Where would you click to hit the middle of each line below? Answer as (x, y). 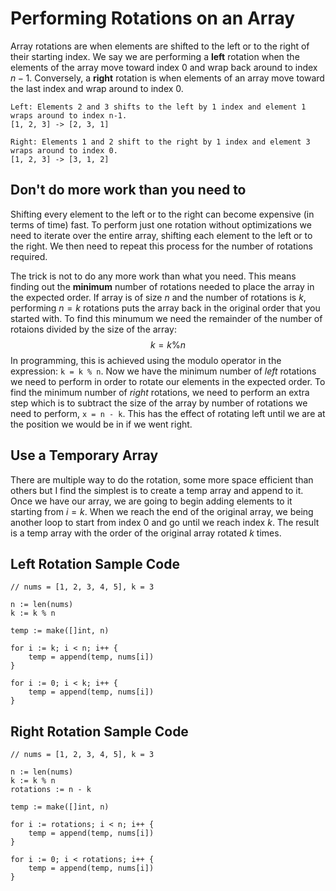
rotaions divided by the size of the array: (93, 329)
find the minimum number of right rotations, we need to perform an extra (160, 392)
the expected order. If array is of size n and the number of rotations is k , (158, 297)
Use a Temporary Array (84, 455)
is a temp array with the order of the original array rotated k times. (146, 533)
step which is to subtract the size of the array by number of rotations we (159, 403)
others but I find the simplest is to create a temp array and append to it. (157, 490)
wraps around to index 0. (64, 150)
